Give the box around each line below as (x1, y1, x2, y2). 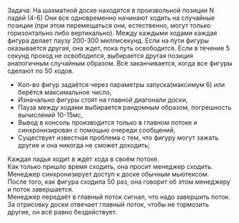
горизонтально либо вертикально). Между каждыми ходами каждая (7, 28, 218, 37)
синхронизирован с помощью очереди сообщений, (17, 126, 176, 134)
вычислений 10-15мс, (17, 110, 83, 119)
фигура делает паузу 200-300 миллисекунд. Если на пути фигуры (7, 36, 209, 45)
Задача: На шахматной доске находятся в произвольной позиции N (7, 6, 215, 14)
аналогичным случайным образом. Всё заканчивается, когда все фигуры (7, 59, 233, 67)
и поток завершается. (7, 185, 74, 193)
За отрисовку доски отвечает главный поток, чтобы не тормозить (7, 200, 209, 209)
